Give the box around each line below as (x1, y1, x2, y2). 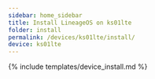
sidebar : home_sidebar (8, 11, 83, 20)
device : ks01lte (8, 41, 61, 48)
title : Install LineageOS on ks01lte (8, 19, 132, 27)
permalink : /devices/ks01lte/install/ (8, 33, 135, 41)
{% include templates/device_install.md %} (8, 62, 148, 71)
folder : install (8, 26, 61, 34)
